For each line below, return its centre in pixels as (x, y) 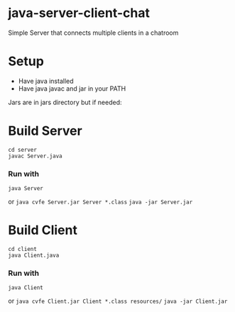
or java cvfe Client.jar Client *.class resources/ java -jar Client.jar (118, 301)
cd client (23, 250)
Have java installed (46, 81)
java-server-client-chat (79, 13)
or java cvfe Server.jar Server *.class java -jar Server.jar (100, 202)
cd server (23, 150)
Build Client (43, 230)
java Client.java (34, 256)
